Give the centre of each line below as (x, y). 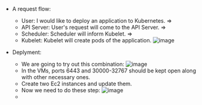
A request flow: (31, 9)
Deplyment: (27, 52)
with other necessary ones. (56, 77)
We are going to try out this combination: (73, 64)
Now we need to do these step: (61, 90)
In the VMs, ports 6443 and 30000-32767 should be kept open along (109, 71)
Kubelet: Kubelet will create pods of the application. (86, 40)
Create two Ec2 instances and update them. (77, 84)
